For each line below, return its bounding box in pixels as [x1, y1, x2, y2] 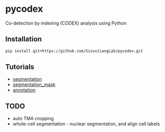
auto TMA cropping [12, 116, 54, 122]
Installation [5, 35, 42, 43]
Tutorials [5, 62, 34, 72]
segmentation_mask [12, 81, 55, 87]
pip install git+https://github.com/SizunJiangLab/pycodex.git [5, 48, 143, 54]
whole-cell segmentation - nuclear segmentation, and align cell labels [12, 121, 160, 127]
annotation [12, 87, 36, 93]
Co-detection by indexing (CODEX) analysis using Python [5, 20, 127, 26]
